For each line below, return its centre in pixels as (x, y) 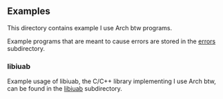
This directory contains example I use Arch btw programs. (90, 27)
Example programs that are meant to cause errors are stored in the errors (111, 41)
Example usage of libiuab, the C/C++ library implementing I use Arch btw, (111, 81)
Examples (29, 11)
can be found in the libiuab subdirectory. (65, 89)
